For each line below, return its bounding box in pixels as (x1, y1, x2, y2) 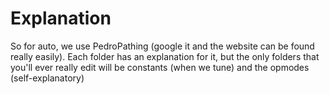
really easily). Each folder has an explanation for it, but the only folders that (10, 50, 320, 62)
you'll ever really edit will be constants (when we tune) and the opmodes (10, 61, 310, 73)
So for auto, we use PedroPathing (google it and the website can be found (10, 40, 315, 52)
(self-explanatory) (10, 72, 85, 84)
